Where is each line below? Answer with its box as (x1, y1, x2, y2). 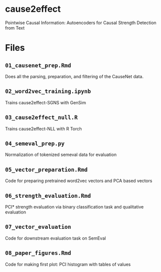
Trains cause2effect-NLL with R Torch (5, 125, 82, 131)
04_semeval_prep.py (5, 140, 65, 147)
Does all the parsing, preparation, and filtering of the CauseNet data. (5, 73, 144, 79)
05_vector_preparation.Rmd (5, 166, 88, 173)
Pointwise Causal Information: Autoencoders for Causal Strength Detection (5, 20, 157, 26)
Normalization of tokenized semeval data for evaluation (5, 151, 117, 158)
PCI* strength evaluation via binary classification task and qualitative (5, 204, 144, 210)
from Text (5, 25, 25, 30)
